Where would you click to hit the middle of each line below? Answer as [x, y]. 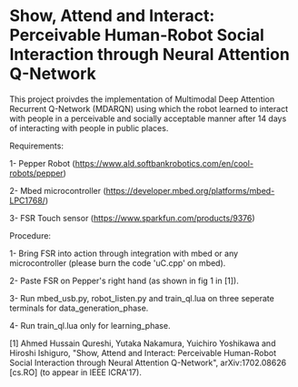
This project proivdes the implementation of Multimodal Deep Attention [142, 99]
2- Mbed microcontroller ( [58, 190]
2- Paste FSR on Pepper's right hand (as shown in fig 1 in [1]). [124, 280]
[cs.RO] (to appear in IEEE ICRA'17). [76, 372]
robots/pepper [36, 173]
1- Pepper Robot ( [42, 163]
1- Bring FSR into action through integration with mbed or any [124, 253]
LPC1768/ [27, 200]
